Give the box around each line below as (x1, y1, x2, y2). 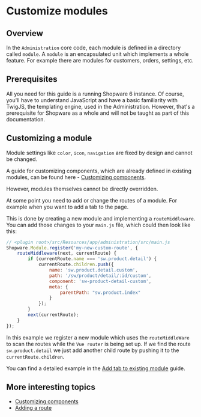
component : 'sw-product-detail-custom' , (49, 278, 152, 284)
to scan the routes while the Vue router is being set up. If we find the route (6, 340, 191, 347)
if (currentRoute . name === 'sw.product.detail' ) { (28, 256, 157, 262)
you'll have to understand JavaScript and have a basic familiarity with (6, 96, 178, 103)
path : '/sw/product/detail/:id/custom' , (49, 272, 152, 279)
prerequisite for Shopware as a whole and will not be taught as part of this (6, 109, 190, 117)
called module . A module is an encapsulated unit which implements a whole (6, 50, 189, 58)
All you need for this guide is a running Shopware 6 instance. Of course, (6, 90, 184, 97)
